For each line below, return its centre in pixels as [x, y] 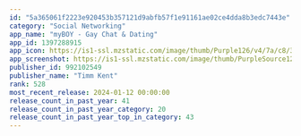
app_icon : [28, 51]
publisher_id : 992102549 [56, 68]
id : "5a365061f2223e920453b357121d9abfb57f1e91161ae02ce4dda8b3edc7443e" [150, 17]
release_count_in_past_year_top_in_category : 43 [102, 117]
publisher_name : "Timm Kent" [64, 76]
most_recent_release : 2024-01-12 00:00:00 [90, 92]
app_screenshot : [39, 59]
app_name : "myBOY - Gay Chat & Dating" [84, 34]
